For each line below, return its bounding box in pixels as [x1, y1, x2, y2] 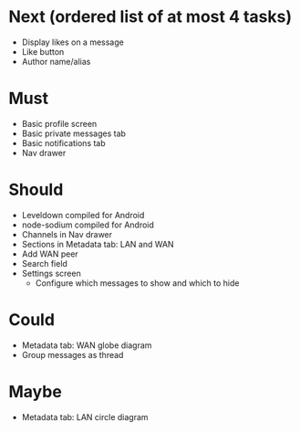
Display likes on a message [21, 37, 124, 47]
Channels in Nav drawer [21, 228, 113, 239]
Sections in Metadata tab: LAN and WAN [21, 238, 174, 249]
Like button [21, 46, 65, 57]
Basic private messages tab [21, 128, 127, 139]
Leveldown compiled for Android [21, 209, 145, 220]
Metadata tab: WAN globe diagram [21, 340, 152, 351]
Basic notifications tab [21, 137, 106, 148]
